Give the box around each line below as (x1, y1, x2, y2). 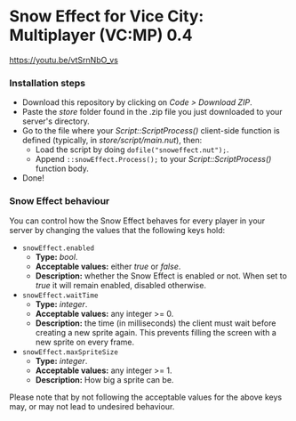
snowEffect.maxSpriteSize (21, 347, 118, 357)
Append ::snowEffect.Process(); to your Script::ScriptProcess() (35, 154, 272, 165)
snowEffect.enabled (21, 243, 95, 253)
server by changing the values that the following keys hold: (9, 224, 226, 235)
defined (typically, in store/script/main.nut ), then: (21, 135, 203, 146)
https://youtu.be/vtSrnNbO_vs (9, 54, 118, 65)
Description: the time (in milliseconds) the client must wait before (35, 318, 276, 328)
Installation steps (9, 77, 86, 89)
